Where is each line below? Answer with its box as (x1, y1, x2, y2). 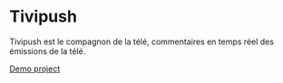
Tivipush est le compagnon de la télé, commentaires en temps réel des (9, 36, 275, 47)
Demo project (9, 63, 61, 74)
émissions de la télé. (9, 45, 86, 56)
